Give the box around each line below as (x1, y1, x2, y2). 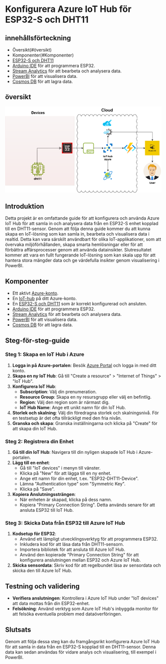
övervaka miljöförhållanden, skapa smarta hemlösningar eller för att (5, 241, 143, 247)
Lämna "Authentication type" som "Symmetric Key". (19, 481, 125, 487)
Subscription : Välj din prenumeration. (19, 388, 97, 395)
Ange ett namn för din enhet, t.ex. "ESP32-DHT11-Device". (19, 476, 139, 482)
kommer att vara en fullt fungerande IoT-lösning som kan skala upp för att (5, 252, 156, 258)
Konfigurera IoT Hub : (12, 383, 56, 389)
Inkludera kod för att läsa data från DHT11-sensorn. (19, 542, 124, 547)
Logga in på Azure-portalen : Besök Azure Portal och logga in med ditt (12, 362, 157, 368)
